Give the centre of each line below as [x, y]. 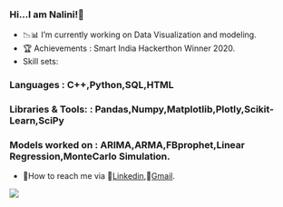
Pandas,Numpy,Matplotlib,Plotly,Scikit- [185, 110]
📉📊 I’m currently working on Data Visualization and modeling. [139, 34]
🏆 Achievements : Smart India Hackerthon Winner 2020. [129, 48]
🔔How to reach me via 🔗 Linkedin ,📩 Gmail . [98, 176]
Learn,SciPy [37, 121]
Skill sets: [40, 62]
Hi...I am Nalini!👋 [47, 15]
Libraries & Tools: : [51, 110]
